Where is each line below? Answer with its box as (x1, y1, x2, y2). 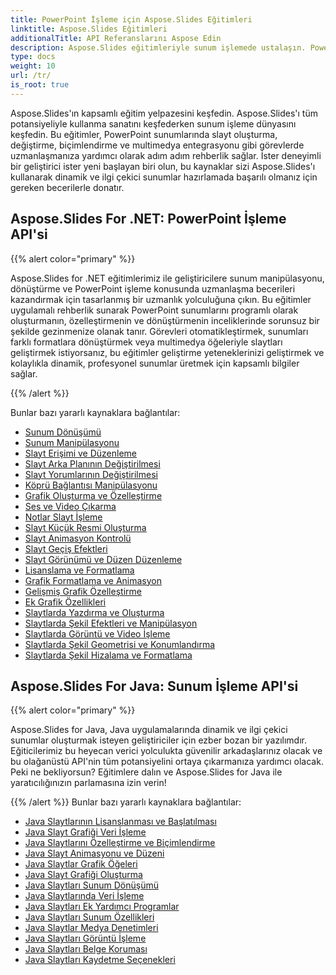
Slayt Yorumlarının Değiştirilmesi (24, 468, 158, 480)
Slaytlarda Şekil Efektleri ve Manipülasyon (24, 617, 198, 629)
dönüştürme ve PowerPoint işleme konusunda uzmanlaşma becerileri (10, 282, 296, 295)
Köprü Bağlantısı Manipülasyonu (24, 479, 158, 491)
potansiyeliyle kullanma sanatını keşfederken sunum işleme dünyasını (10, 117, 297, 130)
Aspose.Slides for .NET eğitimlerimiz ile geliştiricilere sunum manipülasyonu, (10, 272, 325, 284)
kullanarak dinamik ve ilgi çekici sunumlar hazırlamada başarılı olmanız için (10, 171, 318, 183)
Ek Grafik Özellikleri (24, 596, 107, 608)
